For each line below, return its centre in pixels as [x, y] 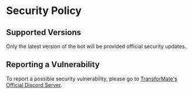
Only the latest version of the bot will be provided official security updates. [96, 46]
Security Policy [44, 11]
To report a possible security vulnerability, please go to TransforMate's [92, 79]
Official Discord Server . [34, 85]
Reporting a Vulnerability [53, 65]
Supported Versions [43, 32]
